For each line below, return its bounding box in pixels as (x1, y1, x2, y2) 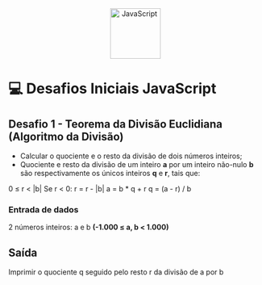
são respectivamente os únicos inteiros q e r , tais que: (19, 169, 201, 178)
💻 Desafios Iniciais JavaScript (8, 80, 217, 98)
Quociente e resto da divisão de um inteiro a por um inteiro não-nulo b (19, 160, 254, 169)
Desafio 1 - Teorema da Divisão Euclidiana (8, 117, 223, 131)
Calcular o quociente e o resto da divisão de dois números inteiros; (19, 151, 243, 161)
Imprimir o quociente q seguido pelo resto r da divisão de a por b (8, 267, 224, 277)
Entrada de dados (8, 203, 79, 215)
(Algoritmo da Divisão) (8, 129, 124, 144)
